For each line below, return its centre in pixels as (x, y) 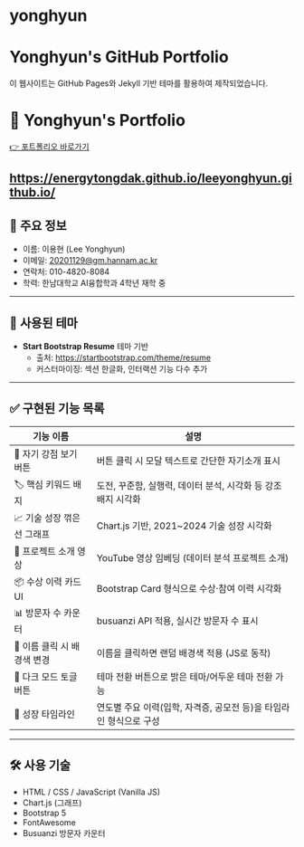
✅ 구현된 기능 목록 (57, 409)
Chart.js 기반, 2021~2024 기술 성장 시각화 (185, 526)
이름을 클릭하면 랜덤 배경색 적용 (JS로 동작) (184, 652)
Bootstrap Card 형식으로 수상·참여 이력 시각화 (189, 589)
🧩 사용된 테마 (44, 323)
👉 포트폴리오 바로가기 (49, 147)
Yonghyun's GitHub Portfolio (119, 57)
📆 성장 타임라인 (44, 714)
